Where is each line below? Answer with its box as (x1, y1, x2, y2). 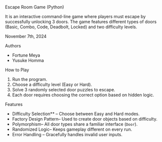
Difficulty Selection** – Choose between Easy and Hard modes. (12, 111, 140, 117)
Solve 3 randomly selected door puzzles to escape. (12, 87, 115, 92)
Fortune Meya (12, 52, 40, 58)
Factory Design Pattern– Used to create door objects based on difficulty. (12, 116, 158, 122)
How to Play (5, 67, 29, 73)
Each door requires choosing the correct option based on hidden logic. (12, 92, 154, 98)
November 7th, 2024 (5, 34, 47, 39)
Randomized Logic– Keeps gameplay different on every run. (12, 126, 132, 132)
